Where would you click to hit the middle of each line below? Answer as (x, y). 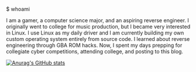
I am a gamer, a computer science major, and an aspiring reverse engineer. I (97, 20)
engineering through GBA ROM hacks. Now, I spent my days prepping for (94, 45)
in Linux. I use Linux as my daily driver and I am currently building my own (95, 33)
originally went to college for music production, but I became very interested (98, 27)
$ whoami (18, 9)
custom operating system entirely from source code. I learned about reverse (98, 39)
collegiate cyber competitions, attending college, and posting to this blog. (94, 52)
